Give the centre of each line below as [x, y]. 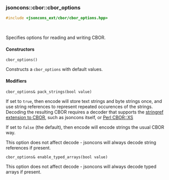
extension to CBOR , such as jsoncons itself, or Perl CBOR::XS [70, 117]
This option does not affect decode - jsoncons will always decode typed [81, 166]
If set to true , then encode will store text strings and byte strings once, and [84, 101]
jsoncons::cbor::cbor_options [43, 8]
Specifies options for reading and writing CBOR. [56, 38]
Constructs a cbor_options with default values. [54, 69]
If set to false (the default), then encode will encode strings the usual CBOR [85, 127]
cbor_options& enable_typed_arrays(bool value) [57, 157]
